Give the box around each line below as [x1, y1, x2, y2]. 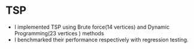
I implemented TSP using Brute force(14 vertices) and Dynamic [14, 23, 170, 30]
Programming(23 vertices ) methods [14, 29, 104, 36]
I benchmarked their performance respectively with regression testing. [14, 36, 189, 43]
